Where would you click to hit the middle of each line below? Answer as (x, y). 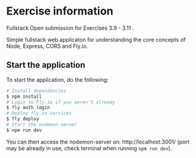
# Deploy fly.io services (39, 113)
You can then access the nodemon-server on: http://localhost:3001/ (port (98, 142)
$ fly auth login (28, 108)
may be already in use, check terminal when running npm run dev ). (89, 148)
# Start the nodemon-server (42, 125)
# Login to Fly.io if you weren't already (61, 102)
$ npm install (24, 96)
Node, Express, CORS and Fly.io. (47, 46)
